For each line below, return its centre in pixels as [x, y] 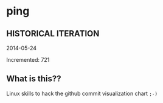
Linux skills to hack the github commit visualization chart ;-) [82, 93]
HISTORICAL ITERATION [53, 34]
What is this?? [34, 79]
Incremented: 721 [28, 60]
